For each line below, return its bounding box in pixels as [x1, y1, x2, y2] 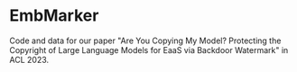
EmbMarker [9, 5, 99, 26]
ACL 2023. [9, 54, 50, 65]
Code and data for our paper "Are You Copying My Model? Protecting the [9, 35, 282, 46]
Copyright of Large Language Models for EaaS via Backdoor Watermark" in [9, 44, 289, 55]
